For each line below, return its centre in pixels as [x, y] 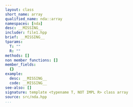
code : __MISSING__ [28, 83]
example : [14, 74]
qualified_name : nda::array [34, 19]
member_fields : [21, 65]
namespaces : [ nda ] [24, 23]
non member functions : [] [31, 60]
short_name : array [24, 14]
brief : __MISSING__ [25, 37]
